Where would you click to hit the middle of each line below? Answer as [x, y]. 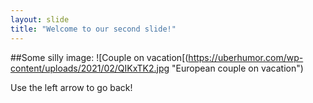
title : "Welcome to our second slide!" [93, 29]
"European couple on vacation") [237, 68]
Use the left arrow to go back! [71, 87]
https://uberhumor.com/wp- [246, 57]
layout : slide [40, 19]
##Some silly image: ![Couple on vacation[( [99, 57]
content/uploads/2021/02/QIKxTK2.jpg [90, 68]
